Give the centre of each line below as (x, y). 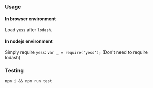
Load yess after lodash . (29, 30)
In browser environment (31, 19)
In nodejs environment (29, 41)
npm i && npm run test (29, 81)
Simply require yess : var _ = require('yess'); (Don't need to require (77, 52)
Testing (14, 71)
